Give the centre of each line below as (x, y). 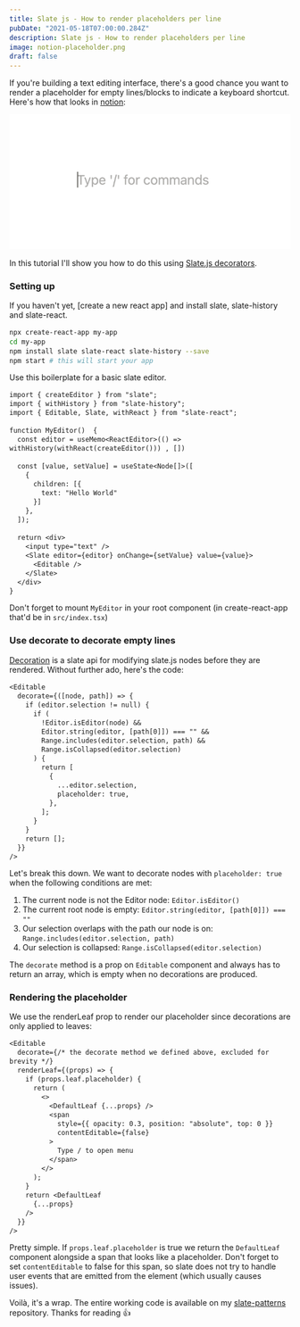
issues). (24, 1286)
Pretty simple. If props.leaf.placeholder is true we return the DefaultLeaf (145, 1248)
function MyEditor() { (54, 431)
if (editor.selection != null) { (87, 705)
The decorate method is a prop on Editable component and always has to (145, 965)
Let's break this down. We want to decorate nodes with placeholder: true (146, 873)
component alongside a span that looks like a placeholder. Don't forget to (144, 1257)
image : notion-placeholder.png (67, 47)
